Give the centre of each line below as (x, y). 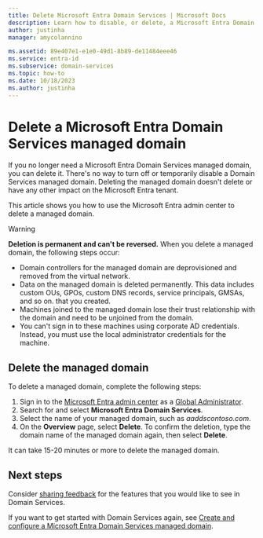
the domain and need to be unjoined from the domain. (106, 318)
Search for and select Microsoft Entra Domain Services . (111, 410)
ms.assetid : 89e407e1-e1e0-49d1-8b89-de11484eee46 (93, 52)
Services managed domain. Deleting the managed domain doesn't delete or (130, 182)
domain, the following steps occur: (64, 253)
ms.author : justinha (42, 88)
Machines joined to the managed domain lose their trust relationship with (137, 309)
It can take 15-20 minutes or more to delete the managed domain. (114, 450)
